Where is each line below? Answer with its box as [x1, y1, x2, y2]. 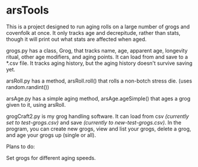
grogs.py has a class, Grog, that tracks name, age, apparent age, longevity [6, 47, 188, 54]
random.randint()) [6, 83, 50, 90]
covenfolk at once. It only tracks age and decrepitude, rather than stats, [6, 29, 181, 36]
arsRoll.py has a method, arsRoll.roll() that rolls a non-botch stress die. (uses [6, 77, 192, 84]
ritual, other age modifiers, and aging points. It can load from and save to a [6, 53, 188, 60]
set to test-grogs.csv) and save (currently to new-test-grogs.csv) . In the [6, 119, 181, 126]
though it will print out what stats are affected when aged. [6, 35, 147, 42]
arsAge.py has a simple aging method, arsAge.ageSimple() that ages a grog [6, 95, 191, 102]
